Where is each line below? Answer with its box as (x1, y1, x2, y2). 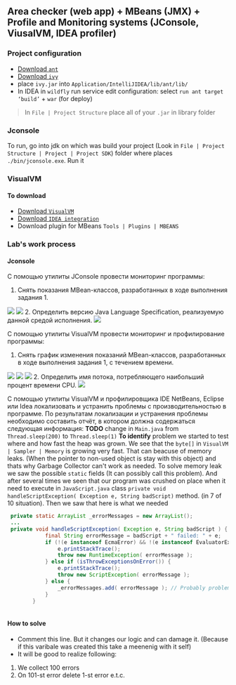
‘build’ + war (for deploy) (17, 94, 93, 102)
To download (7, 191, 46, 199)
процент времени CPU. (7, 381, 77, 390)
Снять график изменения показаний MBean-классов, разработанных (17, 351, 226, 359)
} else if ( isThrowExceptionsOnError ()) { (44, 558, 171, 566)
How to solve (7, 619, 46, 627)
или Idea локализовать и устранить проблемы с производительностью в (7, 402, 227, 411)
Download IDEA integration (17, 214, 100, 223)
